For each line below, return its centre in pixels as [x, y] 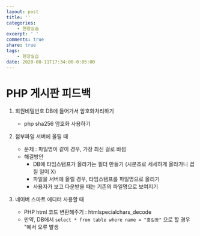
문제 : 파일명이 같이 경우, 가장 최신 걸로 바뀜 [75, 149]
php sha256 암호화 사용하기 [57, 124]
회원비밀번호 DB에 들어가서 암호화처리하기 [64, 111]
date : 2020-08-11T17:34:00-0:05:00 [51, 62]
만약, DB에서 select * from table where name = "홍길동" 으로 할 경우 [107, 220]
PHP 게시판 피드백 [49, 93]
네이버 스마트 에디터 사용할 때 [49, 199]
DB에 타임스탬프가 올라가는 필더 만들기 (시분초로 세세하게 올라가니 [110, 164]
